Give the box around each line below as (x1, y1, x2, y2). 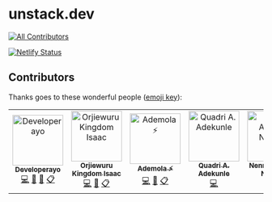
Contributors (8, 70, 75, 85)
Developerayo (15, 165, 61, 174)
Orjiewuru (79, 161, 113, 170)
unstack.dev (8, 5, 95, 23)
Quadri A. (198, 161, 230, 170)
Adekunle (198, 169, 230, 178)
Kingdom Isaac (71, 169, 121, 178)
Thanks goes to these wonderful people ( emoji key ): (8, 92, 183, 102)
